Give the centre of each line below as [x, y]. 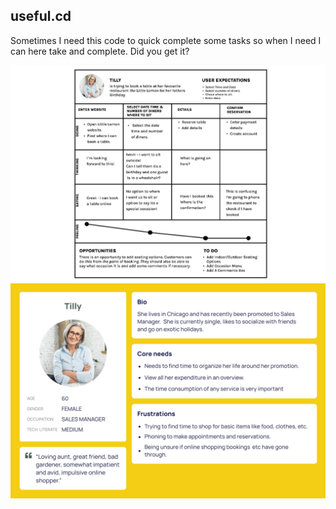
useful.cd [41, 16]
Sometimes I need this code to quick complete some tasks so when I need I [166, 40]
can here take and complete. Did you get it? [100, 51]
